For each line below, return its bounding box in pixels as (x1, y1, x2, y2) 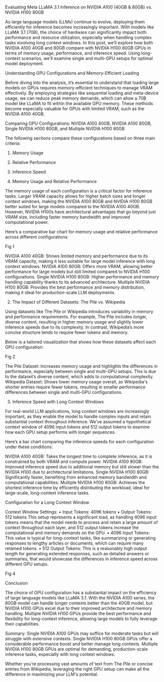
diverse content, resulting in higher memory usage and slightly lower (5, 319, 143, 325)
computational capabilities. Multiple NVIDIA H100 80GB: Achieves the (5, 480, 145, 485)
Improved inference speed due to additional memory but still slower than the (5, 464, 159, 469)
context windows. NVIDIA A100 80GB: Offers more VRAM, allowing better (5, 264, 153, 269)
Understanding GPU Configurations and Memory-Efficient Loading (5, 70, 140, 76)
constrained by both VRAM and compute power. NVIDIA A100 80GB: (5, 459, 143, 464)
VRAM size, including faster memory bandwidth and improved (5, 214, 131, 220)
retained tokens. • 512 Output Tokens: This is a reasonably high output (5, 546, 147, 551)
